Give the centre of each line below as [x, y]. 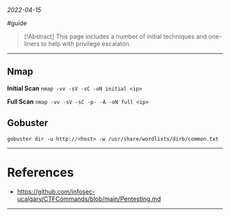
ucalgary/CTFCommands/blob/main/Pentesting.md [89, 199]
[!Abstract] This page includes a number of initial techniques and [115, 36]
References [40, 172]
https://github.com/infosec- [56, 191]
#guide [17, 23]
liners [31, 44]
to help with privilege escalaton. [86, 44]
